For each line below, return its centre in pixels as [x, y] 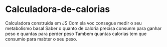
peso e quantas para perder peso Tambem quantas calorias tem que [76, 33]
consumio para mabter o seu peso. [41, 39]
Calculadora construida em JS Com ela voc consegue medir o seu [73, 23]
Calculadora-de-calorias [58, 9]
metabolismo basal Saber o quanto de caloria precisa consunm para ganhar [83, 28]
